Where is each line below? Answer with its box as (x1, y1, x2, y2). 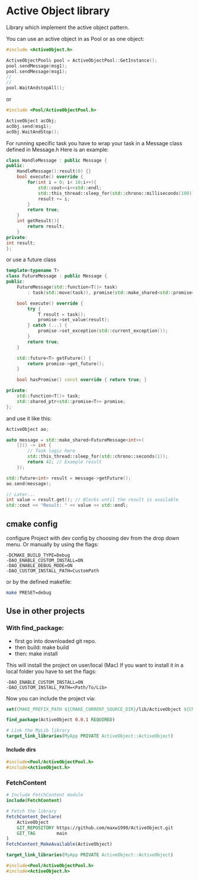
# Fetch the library (6, 808, 57, 814)
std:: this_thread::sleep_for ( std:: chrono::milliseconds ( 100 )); (37, 190, 197, 196)
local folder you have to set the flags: (6, 668, 97, 675)
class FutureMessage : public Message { (6, 273, 108, 279)
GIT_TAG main (17, 830, 68, 836)
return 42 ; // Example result (27, 459, 102, 465)
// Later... (6, 491, 36, 497)
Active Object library (6, 4, 110, 18)
